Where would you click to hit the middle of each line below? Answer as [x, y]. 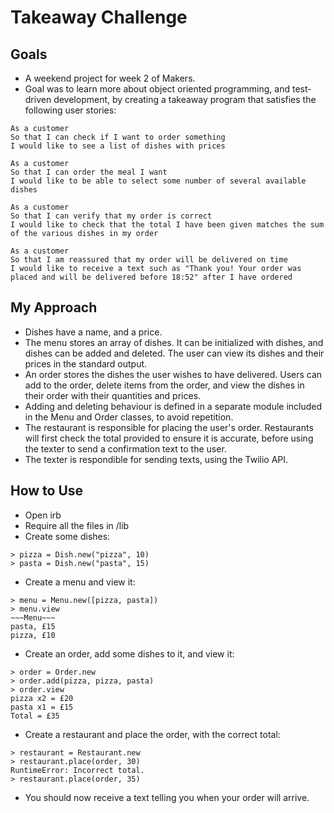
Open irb [43, 515]
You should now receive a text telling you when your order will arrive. [167, 797]
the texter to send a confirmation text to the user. [125, 448]
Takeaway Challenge [99, 17]
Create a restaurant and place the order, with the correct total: [152, 734]
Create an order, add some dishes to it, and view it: [129, 653]
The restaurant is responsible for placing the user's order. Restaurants [169, 427]
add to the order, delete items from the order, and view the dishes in [164, 385]
